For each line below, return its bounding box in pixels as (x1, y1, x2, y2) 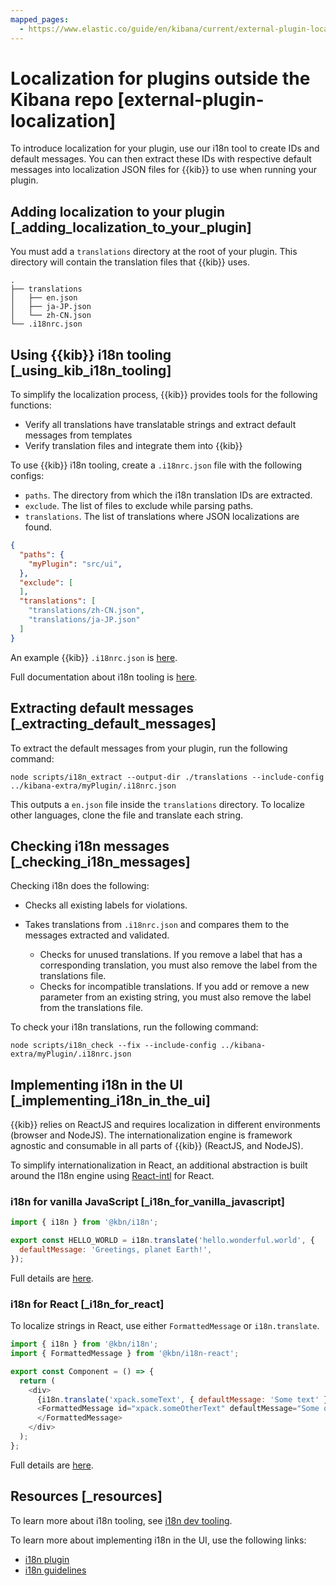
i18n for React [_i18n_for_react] (10, 1297, 165, 1311)
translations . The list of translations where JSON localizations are (24, 511, 300, 523)
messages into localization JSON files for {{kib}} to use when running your (10, 164, 318, 176)
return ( (19, 1376, 56, 1386)
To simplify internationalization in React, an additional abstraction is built (10, 1159, 308, 1171)
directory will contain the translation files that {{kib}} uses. (10, 256, 251, 268)
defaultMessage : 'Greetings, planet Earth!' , (19, 1245, 213, 1255)
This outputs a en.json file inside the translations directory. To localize (10, 798, 306, 810)
